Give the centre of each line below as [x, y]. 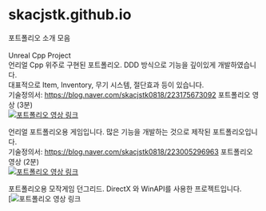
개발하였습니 [237, 65]
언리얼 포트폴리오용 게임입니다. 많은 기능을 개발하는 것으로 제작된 [110, 131]
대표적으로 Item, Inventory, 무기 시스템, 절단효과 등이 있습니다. [106, 85]
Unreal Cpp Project [40, 55]
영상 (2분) [24, 161]
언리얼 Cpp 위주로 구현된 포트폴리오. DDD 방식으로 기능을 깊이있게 [112, 65]
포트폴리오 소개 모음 [39, 38]
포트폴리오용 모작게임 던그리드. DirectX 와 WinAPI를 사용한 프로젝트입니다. [125, 189]
